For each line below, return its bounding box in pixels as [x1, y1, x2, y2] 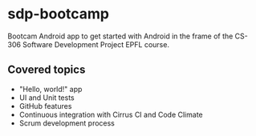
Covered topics [7, 63, 86, 77]
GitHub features [18, 101, 72, 110]
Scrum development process [18, 118, 116, 128]
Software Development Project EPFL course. [22, 39, 170, 49]
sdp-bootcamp [7, 5, 110, 23]
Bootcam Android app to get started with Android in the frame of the [7, 31, 234, 41]
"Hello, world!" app [18, 84, 83, 94]
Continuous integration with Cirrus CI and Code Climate [18, 110, 203, 119]
